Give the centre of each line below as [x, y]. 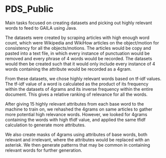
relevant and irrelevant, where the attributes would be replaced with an [77, 140]
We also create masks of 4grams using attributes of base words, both [76, 134]
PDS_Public [29, 9]
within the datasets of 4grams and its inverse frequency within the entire [79, 89]
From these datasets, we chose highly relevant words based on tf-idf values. [83, 79]
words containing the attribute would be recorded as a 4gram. [69, 69]
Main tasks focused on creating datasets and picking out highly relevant [79, 23]
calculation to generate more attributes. [45, 125]
